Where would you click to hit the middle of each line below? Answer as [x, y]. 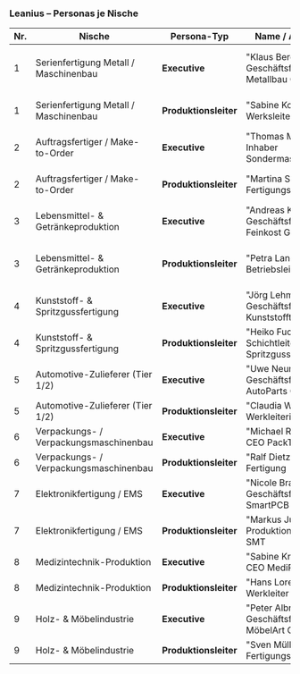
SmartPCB [267, 505]
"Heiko [260, 332]
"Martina [264, 179]
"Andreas [265, 210]
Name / [271, 37]
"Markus [263, 519]
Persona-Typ [200, 37]
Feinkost [263, 232]
